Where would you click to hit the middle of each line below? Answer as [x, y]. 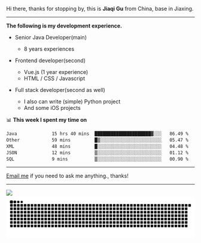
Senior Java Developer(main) [51, 37]
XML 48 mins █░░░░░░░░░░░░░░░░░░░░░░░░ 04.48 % [97, 146]
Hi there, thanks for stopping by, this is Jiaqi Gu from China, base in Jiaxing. [100, 9]
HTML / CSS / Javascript [54, 78]
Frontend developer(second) [50, 60]
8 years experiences [49, 49]
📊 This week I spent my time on [47, 120]
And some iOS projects [52, 108]
